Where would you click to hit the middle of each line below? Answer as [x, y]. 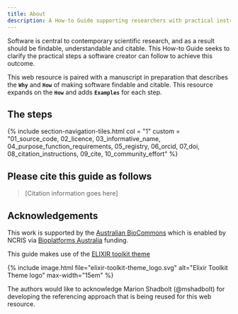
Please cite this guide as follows [80, 176]
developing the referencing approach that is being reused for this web [109, 296]
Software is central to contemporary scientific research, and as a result [111, 40]
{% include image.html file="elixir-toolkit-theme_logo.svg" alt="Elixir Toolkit [118, 267]
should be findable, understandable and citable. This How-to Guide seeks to [119, 48]
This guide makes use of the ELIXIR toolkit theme [79, 254]
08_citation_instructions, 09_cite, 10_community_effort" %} [93, 154]
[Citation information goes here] [71, 194]
